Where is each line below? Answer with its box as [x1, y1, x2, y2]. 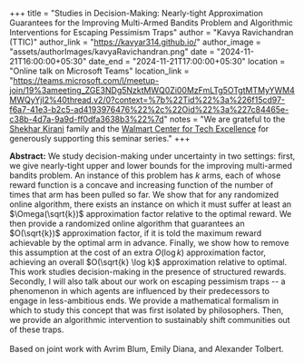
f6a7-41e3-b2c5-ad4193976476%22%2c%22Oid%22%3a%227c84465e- [9, 104, 289, 114]
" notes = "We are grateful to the [163, 113, 286, 124]
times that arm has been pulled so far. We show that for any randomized [9, 190, 279, 200]
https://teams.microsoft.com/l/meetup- [13, 75, 160, 85]
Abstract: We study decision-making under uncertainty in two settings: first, [9, 151, 296, 162]
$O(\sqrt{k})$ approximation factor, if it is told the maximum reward [9, 228, 262, 239]
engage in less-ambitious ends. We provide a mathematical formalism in [9, 295, 279, 306]
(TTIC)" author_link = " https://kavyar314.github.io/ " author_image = [9, 36, 261, 47]
